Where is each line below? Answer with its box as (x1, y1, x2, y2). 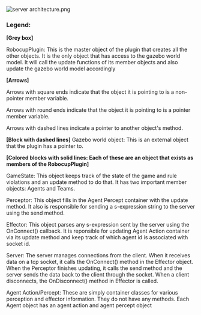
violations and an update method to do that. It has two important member (6, 179, 187, 186)
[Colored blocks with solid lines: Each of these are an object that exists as (6, 154, 194, 162)
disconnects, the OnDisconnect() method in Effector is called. (6, 277, 158, 285)
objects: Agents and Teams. (6, 185, 76, 192)
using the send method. (6, 209, 65, 216)
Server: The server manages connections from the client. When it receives (6, 252, 191, 259)
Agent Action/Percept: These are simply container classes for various (6, 289, 178, 296)
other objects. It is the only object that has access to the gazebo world (6, 52, 181, 60)
